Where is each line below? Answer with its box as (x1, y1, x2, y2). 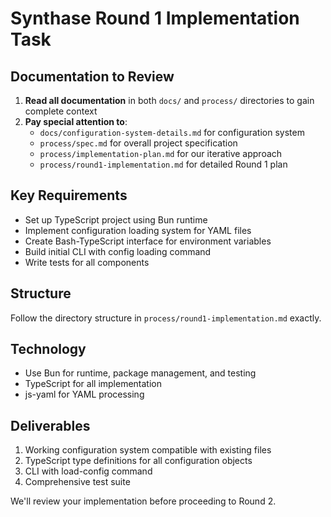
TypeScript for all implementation (24, 378, 163, 390)
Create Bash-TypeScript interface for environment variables (24, 235, 272, 247)
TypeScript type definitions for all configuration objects (24, 455, 253, 467)
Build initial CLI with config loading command (24, 245, 212, 257)
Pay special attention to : (24, 116, 128, 127)
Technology (10, 341, 87, 358)
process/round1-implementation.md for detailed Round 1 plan (39, 158, 288, 170)
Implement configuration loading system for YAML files (24, 224, 252, 236)
